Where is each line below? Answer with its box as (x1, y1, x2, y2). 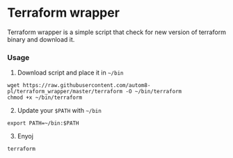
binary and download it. (7, 35, 75, 43)
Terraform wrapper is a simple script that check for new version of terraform (7, 28, 226, 36)
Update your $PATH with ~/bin (17, 106, 102, 115)
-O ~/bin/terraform (125, 88, 182, 95)
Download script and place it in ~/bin (17, 68, 124, 77)
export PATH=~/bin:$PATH (7, 120, 79, 127)
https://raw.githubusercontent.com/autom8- (22, 82, 151, 89)
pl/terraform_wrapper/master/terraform (7, 88, 123, 95)
